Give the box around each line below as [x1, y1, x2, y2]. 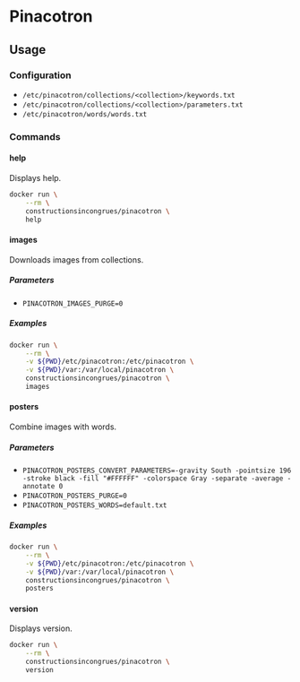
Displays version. [9, 623, 73, 634]
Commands [9, 130, 61, 142]
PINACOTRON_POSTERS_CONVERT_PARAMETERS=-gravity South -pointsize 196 [21, 466, 292, 476]
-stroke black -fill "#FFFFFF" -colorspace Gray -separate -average [21, 474, 284, 483]
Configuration [9, 69, 72, 82]
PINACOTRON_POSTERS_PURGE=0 [21, 491, 127, 501]
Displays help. [9, 173, 62, 183]
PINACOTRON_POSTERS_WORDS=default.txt [21, 501, 167, 510]
